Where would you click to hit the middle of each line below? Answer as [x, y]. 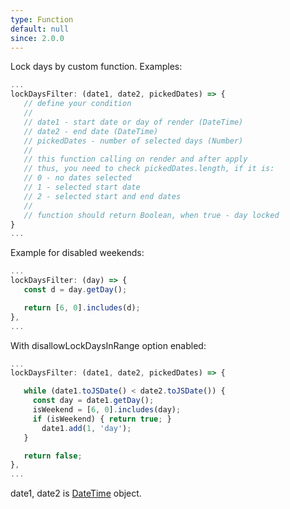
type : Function [42, 19]
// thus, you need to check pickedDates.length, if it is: [149, 169]
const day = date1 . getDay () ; [93, 401]
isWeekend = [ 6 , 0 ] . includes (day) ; [107, 410]
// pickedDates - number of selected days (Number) [133, 141]
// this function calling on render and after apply [135, 159]
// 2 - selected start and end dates [102, 196]
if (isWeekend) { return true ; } [102, 419]
